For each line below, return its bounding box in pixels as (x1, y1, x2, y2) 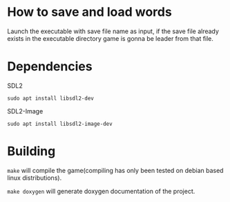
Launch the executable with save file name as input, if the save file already (7, 27, 220, 35)
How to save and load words (7, 4, 173, 20)
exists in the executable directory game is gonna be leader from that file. (7, 34, 214, 42)
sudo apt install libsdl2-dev (7, 95, 95, 102)
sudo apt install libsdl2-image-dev (7, 120, 113, 127)
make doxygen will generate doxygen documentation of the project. (7, 187, 195, 195)
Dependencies (7, 59, 93, 75)
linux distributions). (7, 174, 62, 182)
